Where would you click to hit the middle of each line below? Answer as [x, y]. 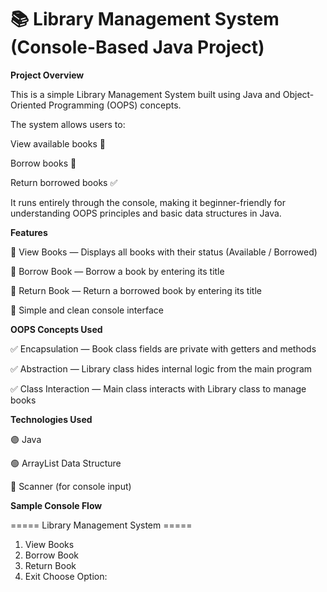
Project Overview [47, 75]
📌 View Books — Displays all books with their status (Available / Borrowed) [164, 252]
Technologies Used [51, 419]
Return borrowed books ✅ [64, 182]
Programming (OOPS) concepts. [115, 105]
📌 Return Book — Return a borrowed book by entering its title [136, 290]
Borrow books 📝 [43, 163]
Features [29, 232]
